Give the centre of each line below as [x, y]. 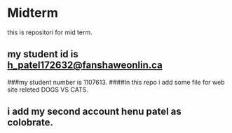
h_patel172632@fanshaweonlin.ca [85, 65]
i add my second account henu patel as [95, 112]
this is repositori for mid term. [50, 32]
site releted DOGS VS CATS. [48, 90]
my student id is [43, 54]
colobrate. [30, 123]
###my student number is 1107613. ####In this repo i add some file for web [116, 82]
